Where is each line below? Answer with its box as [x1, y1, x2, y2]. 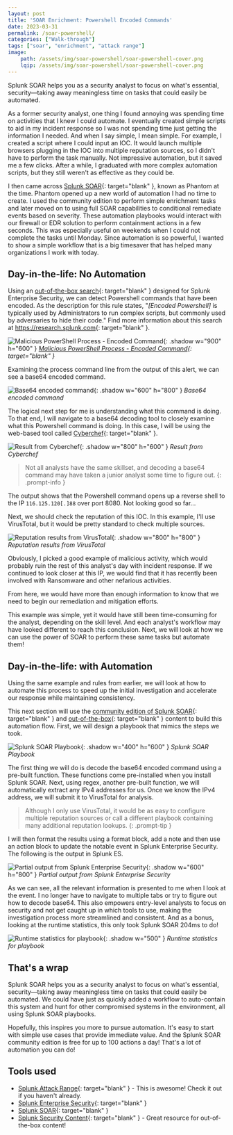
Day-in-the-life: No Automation [8, 268, 146, 280]
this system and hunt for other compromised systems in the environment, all [8, 1002, 225, 1011]
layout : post [8, 10, 46, 17]
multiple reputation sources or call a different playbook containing [24, 814, 214, 822]
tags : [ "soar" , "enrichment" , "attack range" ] [8, 42, 145, 49]
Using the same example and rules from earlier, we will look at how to [8, 679, 207, 687]
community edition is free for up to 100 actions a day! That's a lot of [8, 1038, 202, 1047]
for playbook [8, 942, 44, 950]
